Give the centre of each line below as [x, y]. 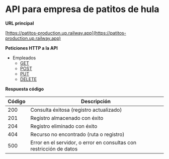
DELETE [28, 79]
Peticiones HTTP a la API [31, 48]
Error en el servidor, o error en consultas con [83, 142]
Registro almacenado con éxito [67, 118]
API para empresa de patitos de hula [82, 9]
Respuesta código [25, 89]
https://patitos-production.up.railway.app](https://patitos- [67, 33]
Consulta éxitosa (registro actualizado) [76, 110]
